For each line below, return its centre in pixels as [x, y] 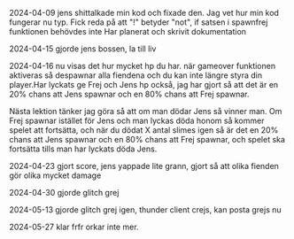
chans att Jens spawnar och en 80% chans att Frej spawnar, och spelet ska [147, 139]
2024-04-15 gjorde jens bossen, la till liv [83, 49]
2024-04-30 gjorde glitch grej [64, 193]
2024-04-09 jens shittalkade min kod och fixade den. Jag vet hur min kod [144, 13]
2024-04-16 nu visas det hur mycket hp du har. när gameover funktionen [143, 66]
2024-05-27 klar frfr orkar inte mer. [74, 227]
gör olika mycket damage [55, 175]
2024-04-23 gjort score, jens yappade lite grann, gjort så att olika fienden [144, 166]
